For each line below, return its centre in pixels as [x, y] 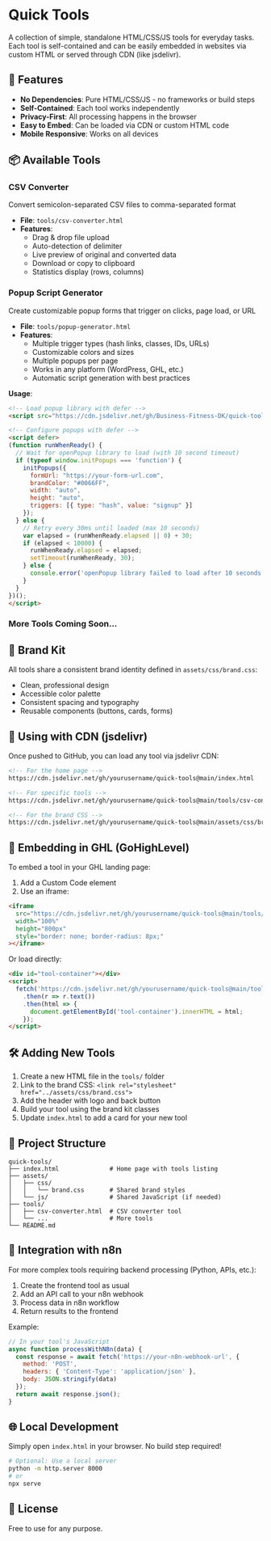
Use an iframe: [44, 892]
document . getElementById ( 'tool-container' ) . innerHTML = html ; [136, 1011]
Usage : [21, 393]
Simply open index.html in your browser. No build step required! [115, 1446]
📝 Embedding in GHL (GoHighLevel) [99, 848]
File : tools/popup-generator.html [75, 326]
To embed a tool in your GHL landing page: [79, 868]
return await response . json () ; [68, 1394]
